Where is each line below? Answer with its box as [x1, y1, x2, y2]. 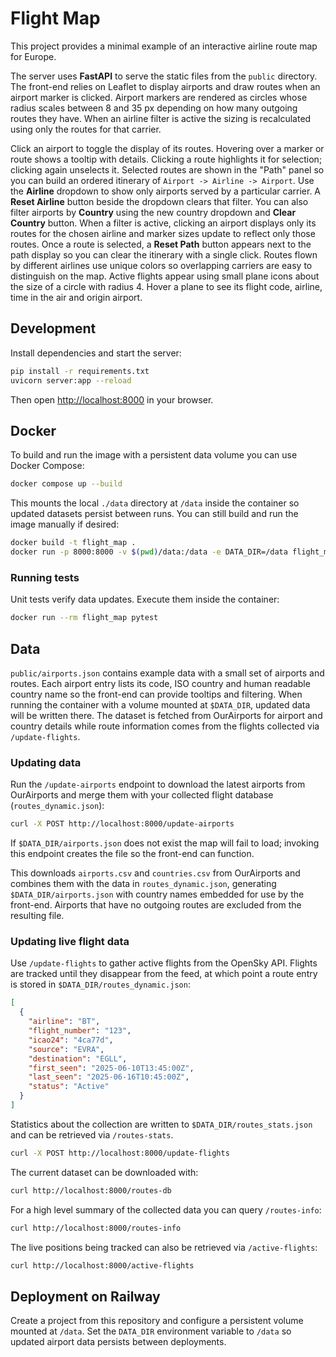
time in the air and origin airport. [10, 291, 143, 303]
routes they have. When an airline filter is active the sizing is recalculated [10, 112, 312, 124]
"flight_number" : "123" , [28, 1026, 132, 1036]
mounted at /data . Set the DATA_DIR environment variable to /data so [10, 1325, 292, 1337]
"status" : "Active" [28, 1082, 110, 1092]
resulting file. [10, 910, 65, 922]
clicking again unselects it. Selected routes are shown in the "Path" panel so [10, 163, 325, 176]
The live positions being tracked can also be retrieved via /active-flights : [10, 1241, 318, 1253]
